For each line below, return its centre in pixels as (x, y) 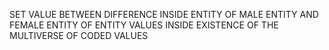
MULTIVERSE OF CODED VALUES (79, 35)
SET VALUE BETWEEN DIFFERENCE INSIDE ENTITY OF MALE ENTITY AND (164, 14)
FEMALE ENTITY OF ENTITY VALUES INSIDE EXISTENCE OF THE (144, 25)
